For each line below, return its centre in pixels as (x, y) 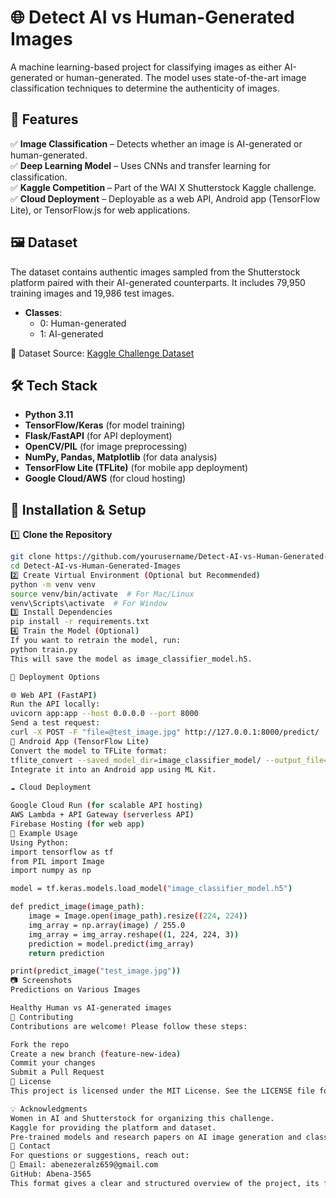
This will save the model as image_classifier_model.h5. (131, 659)
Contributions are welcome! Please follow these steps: (129, 1026)
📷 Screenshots (41, 981)
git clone (31, 557)
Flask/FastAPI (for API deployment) (98, 436)
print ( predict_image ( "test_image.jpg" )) (96, 971)
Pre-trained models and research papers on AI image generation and (156, 1137)
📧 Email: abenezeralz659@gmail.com (84, 1165)
